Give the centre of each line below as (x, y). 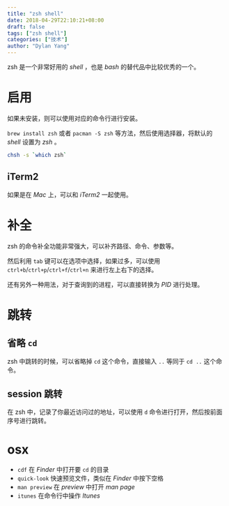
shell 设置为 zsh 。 (34, 142)
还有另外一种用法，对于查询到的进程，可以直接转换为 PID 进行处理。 (105, 284)
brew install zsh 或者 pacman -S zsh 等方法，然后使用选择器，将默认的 (110, 133)
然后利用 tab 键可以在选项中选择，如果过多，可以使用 (84, 261)
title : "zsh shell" (35, 14)
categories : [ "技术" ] (38, 40)
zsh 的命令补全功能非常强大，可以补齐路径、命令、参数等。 (93, 246)
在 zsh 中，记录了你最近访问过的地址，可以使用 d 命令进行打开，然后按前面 (115, 412)
